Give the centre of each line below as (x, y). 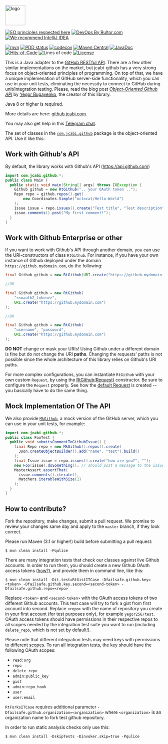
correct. (13, 531)
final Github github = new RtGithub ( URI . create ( (57, 275)
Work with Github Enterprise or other (64, 238)
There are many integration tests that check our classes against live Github (82, 560)
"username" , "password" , (40, 330)
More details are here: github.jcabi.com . (46, 114)
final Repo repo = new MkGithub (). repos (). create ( (68, 447)
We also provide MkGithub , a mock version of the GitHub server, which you (82, 418)
